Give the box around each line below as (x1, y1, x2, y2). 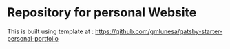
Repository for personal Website (7, 5, 197, 20)
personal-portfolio (7, 34, 59, 42)
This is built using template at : (7, 27, 94, 35)
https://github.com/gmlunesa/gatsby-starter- (95, 27, 223, 35)
